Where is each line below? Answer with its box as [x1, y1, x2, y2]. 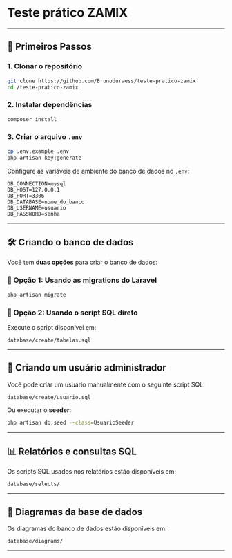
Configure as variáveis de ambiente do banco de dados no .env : [7, 167, 190, 175]
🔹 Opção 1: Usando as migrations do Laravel [7, 275, 157, 285]
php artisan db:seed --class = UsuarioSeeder [7, 419, 135, 426]
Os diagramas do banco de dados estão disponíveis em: [7, 524, 167, 533]
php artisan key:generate [7, 154, 81, 161]
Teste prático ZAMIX [7, 5, 128, 21]
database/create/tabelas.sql [7, 337, 91, 344]
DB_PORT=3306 [7, 192, 45, 199]
